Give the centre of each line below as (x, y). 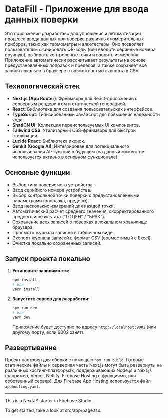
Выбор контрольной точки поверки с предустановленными (76, 195)
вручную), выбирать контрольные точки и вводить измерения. (72, 55)
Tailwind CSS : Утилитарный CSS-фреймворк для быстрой (74, 130)
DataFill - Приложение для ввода (77, 9)
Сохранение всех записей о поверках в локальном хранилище (80, 222)
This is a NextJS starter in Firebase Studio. (49, 401)
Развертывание (31, 348)
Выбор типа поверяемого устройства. (53, 185)
